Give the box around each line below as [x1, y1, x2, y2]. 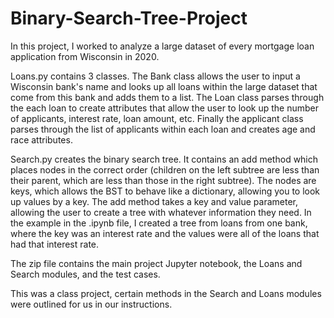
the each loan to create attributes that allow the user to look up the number [10, 102, 319, 114]
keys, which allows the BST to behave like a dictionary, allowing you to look [10, 185, 321, 197]
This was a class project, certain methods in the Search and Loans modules [10, 287, 322, 299]
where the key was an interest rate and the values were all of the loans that [10, 227, 320, 239]
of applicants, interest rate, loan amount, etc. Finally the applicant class [10, 112, 304, 124]
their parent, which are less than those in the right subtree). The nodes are [10, 174, 317, 186]
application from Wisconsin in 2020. [10, 50, 160, 62]
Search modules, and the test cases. [10, 268, 161, 280]
